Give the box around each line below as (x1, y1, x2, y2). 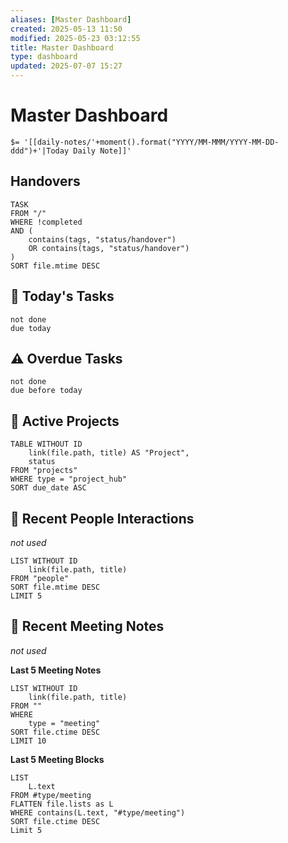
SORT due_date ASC (10, 483, 87, 493)
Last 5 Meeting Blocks (10, 753, 105, 765)
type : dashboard (10, 52, 78, 62)
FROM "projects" (10, 466, 78, 476)
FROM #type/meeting (10, 790, 92, 800)
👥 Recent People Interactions (10, 510, 195, 527)
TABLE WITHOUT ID (10, 439, 83, 450)
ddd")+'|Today (10, 146, 70, 156)
